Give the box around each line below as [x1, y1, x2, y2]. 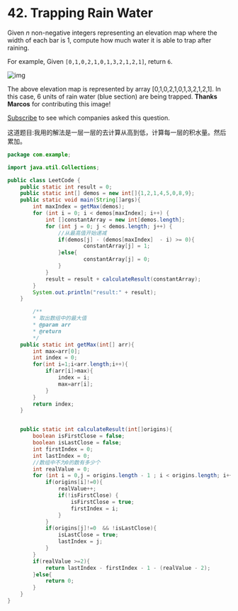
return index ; [33, 400, 74, 408]
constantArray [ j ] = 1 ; [83, 242, 151, 250]
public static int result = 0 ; [20, 183, 113, 191]
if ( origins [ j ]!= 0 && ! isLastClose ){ [45, 525, 157, 532]
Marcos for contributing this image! [7, 99, 111, 108]
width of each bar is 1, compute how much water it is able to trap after [7, 35, 212, 44]
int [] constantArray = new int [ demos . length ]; [45, 216, 186, 223]
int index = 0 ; [33, 354, 78, 361]
